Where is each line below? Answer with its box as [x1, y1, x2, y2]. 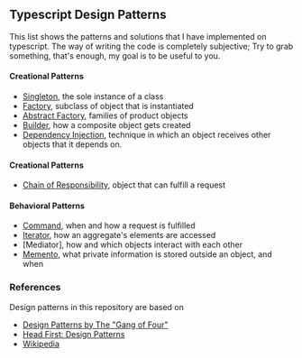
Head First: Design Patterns [22, 328, 125, 339]
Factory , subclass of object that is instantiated [22, 101, 194, 112]
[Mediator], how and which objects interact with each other [22, 239, 243, 251]
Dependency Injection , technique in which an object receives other [22, 130, 271, 141]
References [9, 281, 61, 294]
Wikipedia [22, 338, 60, 349]
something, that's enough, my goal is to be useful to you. [9, 50, 221, 61]
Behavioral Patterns [9, 200, 86, 211]
